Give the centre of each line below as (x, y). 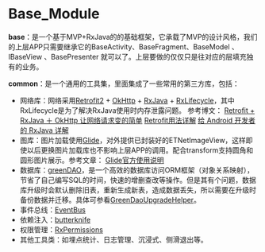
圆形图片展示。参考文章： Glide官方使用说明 (92, 160)
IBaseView (25, 56)
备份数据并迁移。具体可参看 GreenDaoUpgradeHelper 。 (110, 200)
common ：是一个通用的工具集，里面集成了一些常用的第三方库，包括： (124, 83)
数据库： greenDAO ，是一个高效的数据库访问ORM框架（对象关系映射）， (136, 170)
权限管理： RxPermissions (61, 229)
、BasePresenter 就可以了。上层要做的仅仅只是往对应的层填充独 (148, 56)
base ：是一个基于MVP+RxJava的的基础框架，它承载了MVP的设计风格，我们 (133, 37)
